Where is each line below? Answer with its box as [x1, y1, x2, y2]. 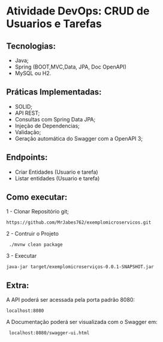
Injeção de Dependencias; [14, 122, 80, 129]
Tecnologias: [6, 41, 56, 51]
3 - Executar [6, 252, 37, 260]
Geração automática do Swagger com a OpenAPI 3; [14, 135, 143, 142]
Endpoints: [6, 152, 48, 163]
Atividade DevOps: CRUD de [6, 4, 150, 18]
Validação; [14, 128, 41, 136]
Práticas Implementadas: [6, 87, 102, 97]
